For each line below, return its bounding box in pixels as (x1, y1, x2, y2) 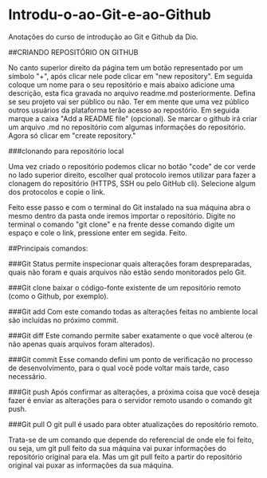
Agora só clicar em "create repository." (8, 130, 136, 140)
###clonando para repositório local (8, 146, 124, 156)
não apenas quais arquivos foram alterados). (8, 339, 155, 349)
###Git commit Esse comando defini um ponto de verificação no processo (8, 354, 253, 364)
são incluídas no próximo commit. (8, 315, 119, 325)
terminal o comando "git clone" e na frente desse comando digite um (8, 219, 235, 229)
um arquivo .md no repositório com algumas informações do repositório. (8, 122, 246, 132)
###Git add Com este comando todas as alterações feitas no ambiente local (8, 306, 258, 316)
